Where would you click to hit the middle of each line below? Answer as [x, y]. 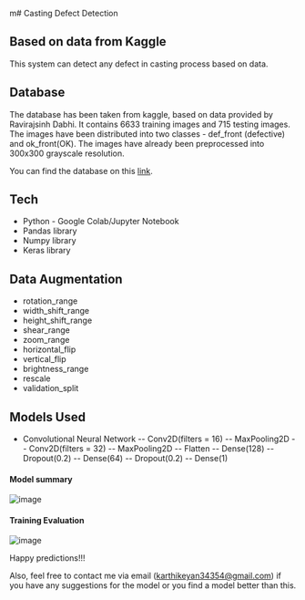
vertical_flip [44, 359]
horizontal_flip [49, 349]
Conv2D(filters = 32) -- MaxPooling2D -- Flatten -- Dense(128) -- [152, 449]
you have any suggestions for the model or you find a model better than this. [153, 585]
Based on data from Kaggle [88, 41]
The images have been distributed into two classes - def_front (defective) [147, 134]
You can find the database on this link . [81, 171]
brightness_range [56, 369]
